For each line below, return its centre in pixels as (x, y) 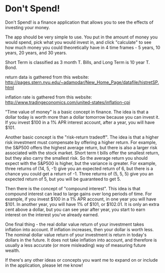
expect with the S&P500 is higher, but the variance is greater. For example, (81, 163)
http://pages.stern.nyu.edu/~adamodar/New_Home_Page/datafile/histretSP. (82, 82)
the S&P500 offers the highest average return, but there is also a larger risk (81, 147)
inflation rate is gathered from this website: (49, 97)
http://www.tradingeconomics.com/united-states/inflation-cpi (68, 102)
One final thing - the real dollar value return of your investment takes (75, 224)
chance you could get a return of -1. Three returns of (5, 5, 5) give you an (79, 173)
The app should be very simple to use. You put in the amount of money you (81, 37)
